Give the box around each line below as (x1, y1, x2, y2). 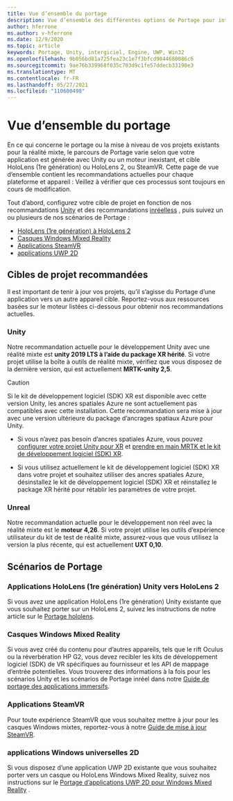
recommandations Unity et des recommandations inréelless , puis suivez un (7, 206, 223, 214)
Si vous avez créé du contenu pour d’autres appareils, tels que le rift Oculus (7, 645, 223, 654)
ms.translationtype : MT (7, 68, 76, 75)
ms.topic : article (7, 42, 60, 49)
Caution (7, 378, 30, 387)
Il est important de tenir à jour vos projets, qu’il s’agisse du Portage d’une (7, 287, 216, 296)
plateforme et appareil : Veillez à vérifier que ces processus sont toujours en (7, 178, 225, 186)
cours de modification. (7, 185, 71, 193)
